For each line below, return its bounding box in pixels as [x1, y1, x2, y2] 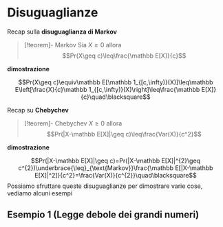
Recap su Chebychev [7, 106, 69, 114]
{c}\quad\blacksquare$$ [81, 93, 151, 101]
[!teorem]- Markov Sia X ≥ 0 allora [23, 40, 122, 49]
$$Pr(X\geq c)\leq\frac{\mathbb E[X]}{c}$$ [62, 51, 187, 60]
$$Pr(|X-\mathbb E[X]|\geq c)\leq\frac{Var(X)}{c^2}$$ [47, 130, 202, 138]
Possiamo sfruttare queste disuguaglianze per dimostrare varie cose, [7, 182, 203, 190]
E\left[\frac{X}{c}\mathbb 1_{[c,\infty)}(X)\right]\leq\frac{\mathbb [14, 85, 200, 93]
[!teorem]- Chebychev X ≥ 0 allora [23, 119, 123, 128]
